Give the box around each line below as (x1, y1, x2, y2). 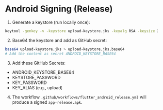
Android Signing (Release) (5, 3, 113, 14)
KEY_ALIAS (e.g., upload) (12, 84, 63, 90)
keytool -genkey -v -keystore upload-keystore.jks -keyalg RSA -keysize (5, 28, 155, 33)
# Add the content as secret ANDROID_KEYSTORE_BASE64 (5, 51, 116, 56)
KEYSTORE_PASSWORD (12, 74, 61, 80)
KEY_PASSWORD (12, 80, 47, 85)
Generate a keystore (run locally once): (12, 19, 90, 25)
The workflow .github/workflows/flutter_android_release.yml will (12, 94, 147, 100)
